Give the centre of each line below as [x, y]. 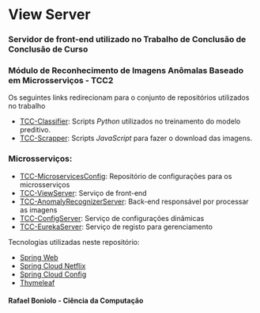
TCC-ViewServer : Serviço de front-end [83, 193]
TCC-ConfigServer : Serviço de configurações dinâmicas [112, 218]
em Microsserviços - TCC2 [61, 81]
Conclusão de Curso [48, 49]
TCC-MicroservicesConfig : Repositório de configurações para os [126, 176]
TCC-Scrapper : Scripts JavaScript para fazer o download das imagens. [136, 138]
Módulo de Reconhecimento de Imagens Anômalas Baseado [126, 71]
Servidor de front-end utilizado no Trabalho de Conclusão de [127, 40]
